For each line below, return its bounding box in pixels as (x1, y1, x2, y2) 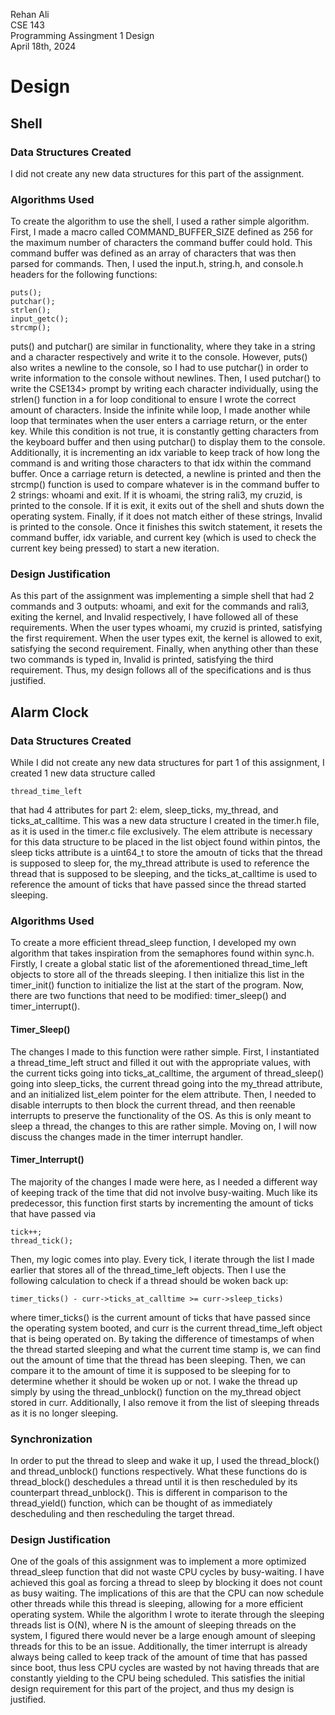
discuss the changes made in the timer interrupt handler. (10, 1130, 244, 1143)
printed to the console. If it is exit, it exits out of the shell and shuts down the (10, 500, 325, 512)
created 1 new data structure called (10, 767, 156, 779)
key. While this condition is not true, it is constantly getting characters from (10, 425, 320, 438)
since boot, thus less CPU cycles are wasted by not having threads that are (10, 1662, 320, 1674)
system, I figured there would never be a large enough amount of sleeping (10, 1630, 316, 1642)
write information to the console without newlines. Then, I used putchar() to (10, 372, 322, 384)
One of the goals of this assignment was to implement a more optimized (10, 1555, 307, 1568)
